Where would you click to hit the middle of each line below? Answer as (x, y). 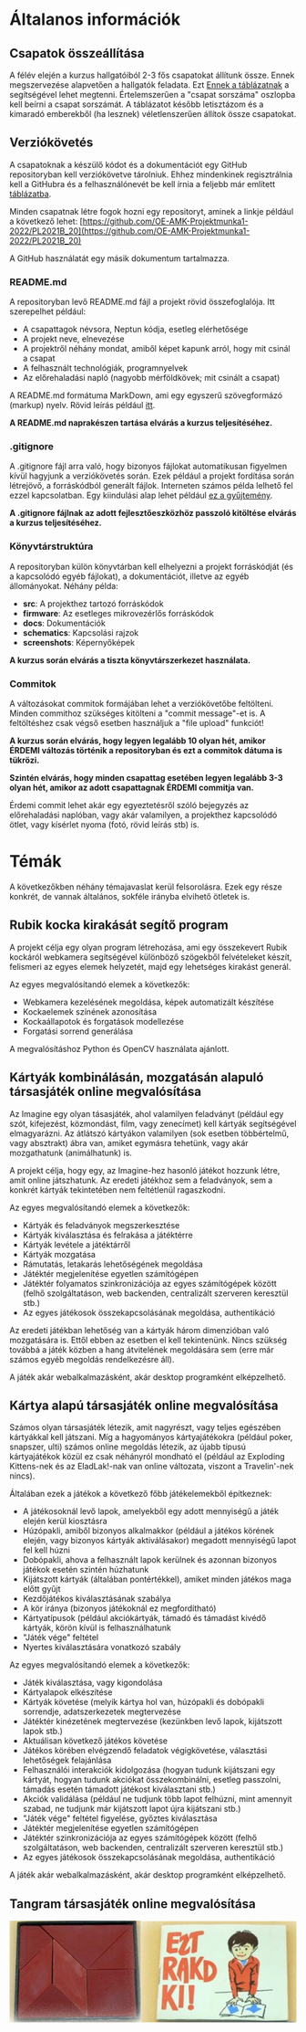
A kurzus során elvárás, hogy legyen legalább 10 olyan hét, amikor (138, 741)
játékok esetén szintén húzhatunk (86, 1570)
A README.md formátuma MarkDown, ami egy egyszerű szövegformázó (146, 395)
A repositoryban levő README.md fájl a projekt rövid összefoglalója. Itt (142, 302)
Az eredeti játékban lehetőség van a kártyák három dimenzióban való (139, 1330)
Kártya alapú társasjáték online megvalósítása (144, 1405)
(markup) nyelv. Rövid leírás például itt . (82, 405)
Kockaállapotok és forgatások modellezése (103, 1021)
